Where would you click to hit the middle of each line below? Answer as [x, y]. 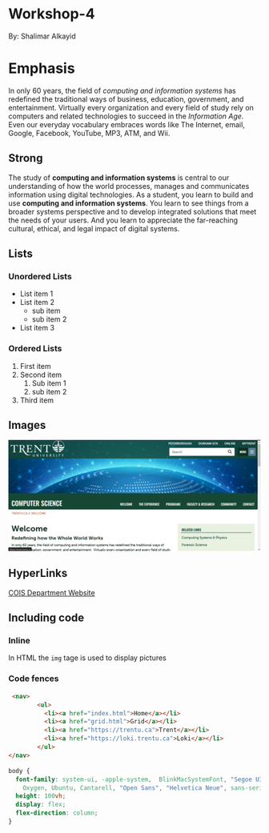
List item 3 [37, 328]
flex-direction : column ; [57, 813]
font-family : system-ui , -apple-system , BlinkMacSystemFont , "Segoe [134, 779]
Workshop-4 [52, 14]
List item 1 [36, 294]
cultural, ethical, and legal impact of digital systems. [94, 228]
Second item [41, 374]
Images [27, 425]
